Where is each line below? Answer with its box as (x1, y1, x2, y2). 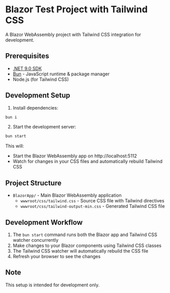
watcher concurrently (12, 237, 59, 243)
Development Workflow (5, 218, 83, 226)
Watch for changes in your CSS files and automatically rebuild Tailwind (12, 158, 163, 164)
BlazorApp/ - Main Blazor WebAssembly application (12, 192, 122, 198)
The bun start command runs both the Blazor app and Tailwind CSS (12, 232, 158, 238)
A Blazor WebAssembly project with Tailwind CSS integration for (5, 31, 141, 37)
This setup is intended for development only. (5, 282, 100, 288)
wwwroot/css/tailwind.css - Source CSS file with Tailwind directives (20, 198, 164, 204)
